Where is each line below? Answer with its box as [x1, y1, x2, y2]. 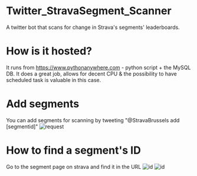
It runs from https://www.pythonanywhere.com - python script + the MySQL [6, 64, 191, 71]
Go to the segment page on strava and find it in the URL [6, 163, 142, 170]
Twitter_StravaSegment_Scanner [6, 4, 172, 18]
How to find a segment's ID [6, 144, 142, 157]
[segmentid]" [6, 123, 38, 130]
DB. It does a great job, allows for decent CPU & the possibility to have [6, 70, 177, 77]
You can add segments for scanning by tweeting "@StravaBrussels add [6, 116, 180, 123]
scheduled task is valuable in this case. [6, 76, 101, 83]
